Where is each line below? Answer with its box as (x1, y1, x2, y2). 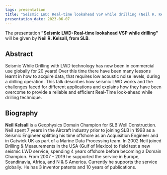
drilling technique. (5, 95, 42, 101)
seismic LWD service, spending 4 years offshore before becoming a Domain (5, 148, 162, 154)
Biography (5, 109, 38, 117)
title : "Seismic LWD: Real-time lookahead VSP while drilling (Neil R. (5, 12, 157, 17)
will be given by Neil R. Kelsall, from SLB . (5, 35, 90, 41)
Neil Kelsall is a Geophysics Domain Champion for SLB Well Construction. (5, 122, 157, 128)
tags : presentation (5, 7, 46, 12)
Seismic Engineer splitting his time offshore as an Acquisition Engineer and (5, 132, 159, 138)
